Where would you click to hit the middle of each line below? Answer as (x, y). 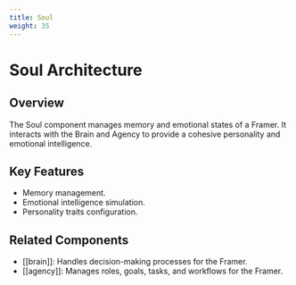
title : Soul (31, 17)
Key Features (47, 171)
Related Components (69, 240)
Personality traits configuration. (80, 212)
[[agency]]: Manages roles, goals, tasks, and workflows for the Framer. (152, 271)
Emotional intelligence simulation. (83, 203)
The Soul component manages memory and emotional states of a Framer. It (148, 124)
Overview (37, 103)
